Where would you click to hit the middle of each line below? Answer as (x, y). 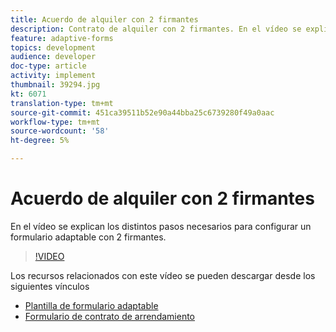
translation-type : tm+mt (62, 103)
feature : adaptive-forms (62, 38)
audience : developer (53, 57)
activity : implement (53, 76)
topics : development (53, 47)
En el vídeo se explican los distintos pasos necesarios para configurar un (161, 226)
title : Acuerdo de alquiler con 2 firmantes (104, 19)
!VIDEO (49, 256)
